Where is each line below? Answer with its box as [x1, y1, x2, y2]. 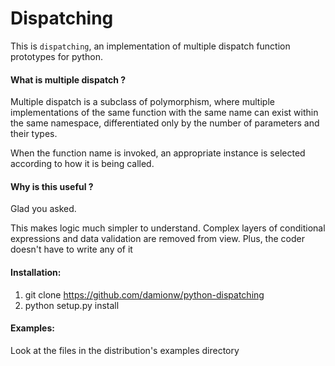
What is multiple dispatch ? [10, 73, 127, 86]
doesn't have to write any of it [10, 243, 133, 256]
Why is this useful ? [10, 180, 94, 192]
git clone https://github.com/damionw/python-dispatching [24, 288, 265, 301]
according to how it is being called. [10, 158, 155, 170]
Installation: [10, 266, 62, 278]
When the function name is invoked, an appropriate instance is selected [10, 147, 306, 159]
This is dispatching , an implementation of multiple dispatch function [10, 40, 291, 52]
